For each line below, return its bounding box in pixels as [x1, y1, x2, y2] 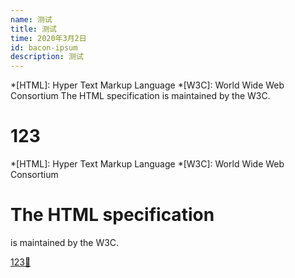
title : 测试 [10, 24, 57, 34]
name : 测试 [10, 14, 53, 25]
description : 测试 [10, 52, 84, 62]
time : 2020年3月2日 [10, 33, 87, 43]
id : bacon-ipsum [10, 42, 78, 53]
